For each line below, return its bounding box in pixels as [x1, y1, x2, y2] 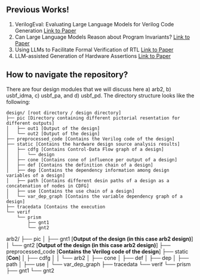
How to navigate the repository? [6, 70, 128, 80]
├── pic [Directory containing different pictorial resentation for [6, 115, 180, 121]
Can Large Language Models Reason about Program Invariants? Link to [14, 33, 190, 41]
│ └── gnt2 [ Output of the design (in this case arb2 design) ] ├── [6, 241, 171, 248]
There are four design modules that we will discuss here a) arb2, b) [6, 85, 171, 93]
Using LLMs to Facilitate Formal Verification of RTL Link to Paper [14, 46, 174, 53]
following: [6, 98, 30, 105]
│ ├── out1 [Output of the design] [6, 125, 100, 131]
